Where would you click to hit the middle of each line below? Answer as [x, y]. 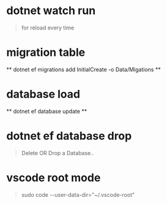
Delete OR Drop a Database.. [58, 153]
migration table [46, 52]
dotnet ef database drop [69, 136]
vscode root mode [54, 178]
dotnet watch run [51, 11]
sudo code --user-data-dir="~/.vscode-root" [78, 194]
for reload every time [48, 28]
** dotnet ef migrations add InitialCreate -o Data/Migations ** [83, 69]
